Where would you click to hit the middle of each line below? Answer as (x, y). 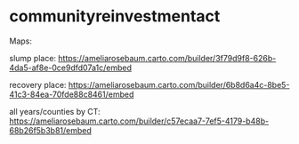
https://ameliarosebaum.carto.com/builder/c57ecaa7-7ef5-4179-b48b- (139, 121)
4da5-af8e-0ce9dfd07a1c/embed (70, 68)
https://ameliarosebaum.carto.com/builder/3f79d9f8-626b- (167, 58)
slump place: (32, 58)
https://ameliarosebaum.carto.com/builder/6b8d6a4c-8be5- (179, 84)
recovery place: (38, 84)
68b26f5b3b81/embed (50, 130)
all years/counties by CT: (55, 111)
